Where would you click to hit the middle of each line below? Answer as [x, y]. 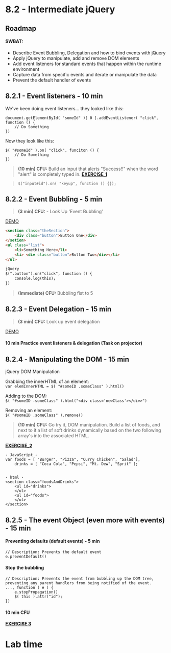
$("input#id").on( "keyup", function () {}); [67, 183]
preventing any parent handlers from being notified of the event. [79, 583]
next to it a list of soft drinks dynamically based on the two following [89, 430]
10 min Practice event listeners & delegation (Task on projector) [74, 343]
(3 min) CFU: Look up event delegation [59, 321]
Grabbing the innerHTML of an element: [47, 382]
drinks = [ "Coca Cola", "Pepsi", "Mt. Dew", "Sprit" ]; [76, 464]
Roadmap [21, 28]
